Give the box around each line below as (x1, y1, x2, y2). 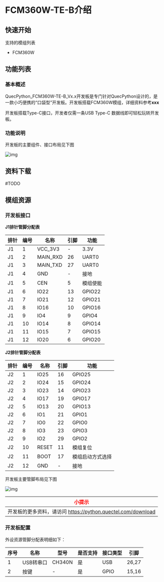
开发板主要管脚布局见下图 (5, 476, 57, 482)
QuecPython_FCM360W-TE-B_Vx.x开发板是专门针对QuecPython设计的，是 (5, 93, 158, 99)
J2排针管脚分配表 (5, 350, 41, 356)
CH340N (52, 558, 73, 565)
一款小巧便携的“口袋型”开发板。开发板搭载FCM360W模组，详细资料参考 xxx (5, 99, 159, 105)
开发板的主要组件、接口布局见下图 (5, 142, 74, 147)
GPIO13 (72, 403, 91, 410)
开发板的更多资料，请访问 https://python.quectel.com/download (7, 509, 156, 515)
